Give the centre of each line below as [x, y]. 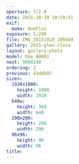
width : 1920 [32, 96]
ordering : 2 [21, 68]
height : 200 [32, 124]
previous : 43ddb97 [29, 73]
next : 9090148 [24, 62]
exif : [13, 23]
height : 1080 [33, 90]
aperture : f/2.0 [26, 12]
